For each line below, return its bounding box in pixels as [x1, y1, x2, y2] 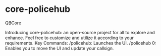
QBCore [5, 20, 21, 26]
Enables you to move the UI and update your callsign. [5, 45, 114, 51]
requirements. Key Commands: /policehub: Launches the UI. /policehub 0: [5, 40, 157, 46]
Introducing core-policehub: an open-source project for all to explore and [5, 29, 155, 35]
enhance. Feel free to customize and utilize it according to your [5, 35, 134, 41]
